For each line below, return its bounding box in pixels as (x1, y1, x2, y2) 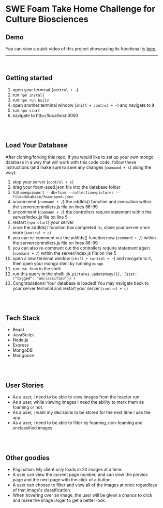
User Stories (5, 381, 44, 389)
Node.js (12, 337, 29, 343)
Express (12, 342, 29, 348)
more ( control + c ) (12, 229, 51, 235)
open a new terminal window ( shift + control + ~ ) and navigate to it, (12, 255, 152, 261)
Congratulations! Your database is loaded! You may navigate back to (12, 280, 149, 286)
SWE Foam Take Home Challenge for (5, 3, 156, 15)
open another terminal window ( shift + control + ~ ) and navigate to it (12, 102, 155, 108)
